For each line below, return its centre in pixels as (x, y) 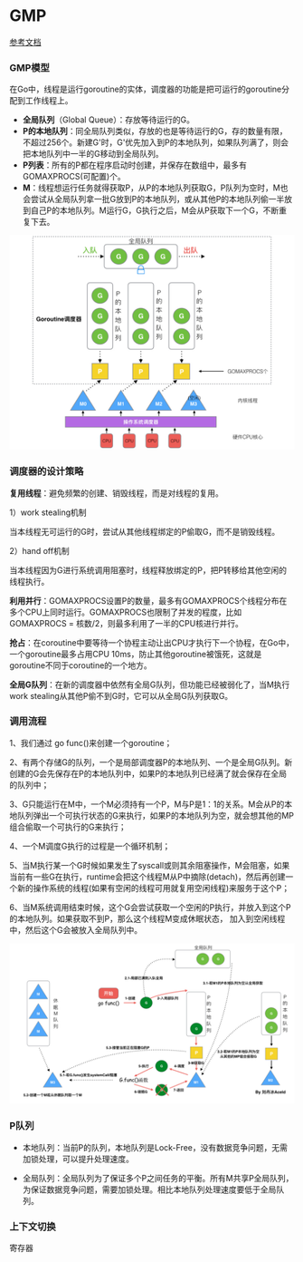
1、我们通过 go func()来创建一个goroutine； (91, 743)
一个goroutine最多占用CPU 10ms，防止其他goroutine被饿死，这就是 (136, 654)
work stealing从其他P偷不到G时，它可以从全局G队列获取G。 (121, 695)
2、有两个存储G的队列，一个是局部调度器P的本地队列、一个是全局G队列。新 (151, 762)
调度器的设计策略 (47, 471)
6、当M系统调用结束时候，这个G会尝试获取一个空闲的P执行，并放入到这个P (150, 907)
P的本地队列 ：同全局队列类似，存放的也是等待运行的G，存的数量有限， (155, 131)
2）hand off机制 (39, 550)
